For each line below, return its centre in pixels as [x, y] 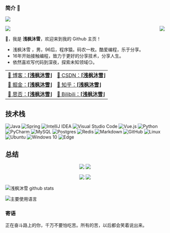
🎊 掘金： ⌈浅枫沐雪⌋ [30, 85]
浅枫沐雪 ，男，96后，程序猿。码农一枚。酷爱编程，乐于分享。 [78, 50]
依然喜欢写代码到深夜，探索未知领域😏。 [55, 62]
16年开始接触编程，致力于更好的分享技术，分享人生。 [68, 56]
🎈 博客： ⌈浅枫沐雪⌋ [30, 75]
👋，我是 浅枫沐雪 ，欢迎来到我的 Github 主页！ [53, 39]
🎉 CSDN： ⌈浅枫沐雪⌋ [81, 75]
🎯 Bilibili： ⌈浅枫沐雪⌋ [81, 95]
